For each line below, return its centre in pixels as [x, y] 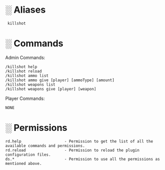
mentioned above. [24, 163]
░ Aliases [25, 10]
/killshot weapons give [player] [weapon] [51, 89]
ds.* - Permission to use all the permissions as [82, 159]
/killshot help [21, 67]
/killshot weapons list [30, 84]
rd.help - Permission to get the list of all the [79, 141]
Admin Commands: [25, 57]
